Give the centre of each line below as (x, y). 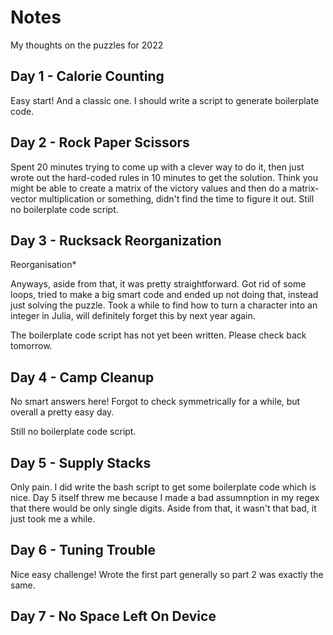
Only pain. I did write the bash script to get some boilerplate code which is (163, 487)
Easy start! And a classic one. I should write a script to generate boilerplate (165, 100)
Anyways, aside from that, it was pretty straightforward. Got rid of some (158, 284)
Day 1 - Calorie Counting (87, 76)
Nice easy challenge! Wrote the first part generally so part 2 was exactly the (167, 574)
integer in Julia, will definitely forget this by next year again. (133, 316)
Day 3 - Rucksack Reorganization (116, 240)
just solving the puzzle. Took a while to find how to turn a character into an (164, 305)
